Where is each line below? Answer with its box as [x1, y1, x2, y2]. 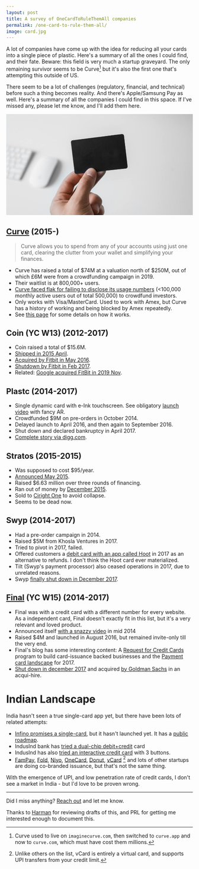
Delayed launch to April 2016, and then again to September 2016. [14, 421, 174, 428]
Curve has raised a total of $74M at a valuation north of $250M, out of [14, 266, 187, 273]
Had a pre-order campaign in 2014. [14, 531, 101, 538]
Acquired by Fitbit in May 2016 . [14, 357, 91, 364]
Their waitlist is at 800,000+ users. [14, 279, 100, 286]
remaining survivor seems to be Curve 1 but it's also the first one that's [6, 64, 177, 73]
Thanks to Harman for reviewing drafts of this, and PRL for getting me [6, 809, 176, 816]
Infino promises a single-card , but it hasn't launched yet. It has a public [14, 730, 188, 737]
